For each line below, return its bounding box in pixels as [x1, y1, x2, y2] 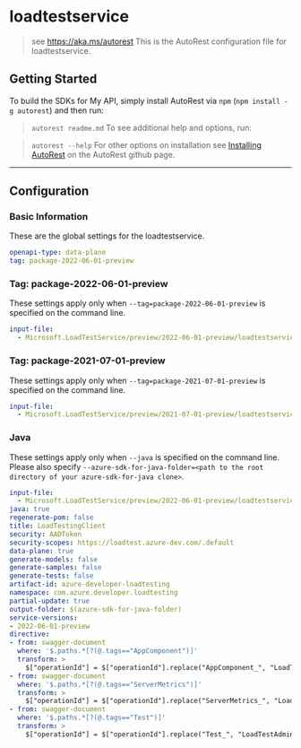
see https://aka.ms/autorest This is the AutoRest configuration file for [30, 36, 287, 47]
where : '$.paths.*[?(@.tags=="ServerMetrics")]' [17, 680, 202, 689]
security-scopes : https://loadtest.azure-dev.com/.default [9, 538, 235, 547]
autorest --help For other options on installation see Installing [30, 139, 262, 150]
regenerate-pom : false [9, 513, 94, 522]
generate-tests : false [9, 571, 94, 580]
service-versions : [9, 613, 78, 622]
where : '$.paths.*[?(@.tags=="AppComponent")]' [17, 647, 199, 656]
